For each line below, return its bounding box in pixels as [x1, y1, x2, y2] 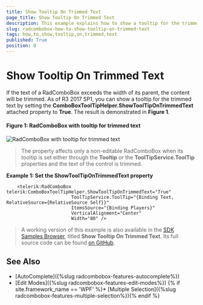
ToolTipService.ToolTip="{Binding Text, [71, 195, 174, 201]
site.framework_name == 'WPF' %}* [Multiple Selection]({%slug [14, 286, 176, 293]
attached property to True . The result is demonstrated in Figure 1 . [6, 108, 170, 115]
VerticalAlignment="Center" [71, 210, 142, 216]
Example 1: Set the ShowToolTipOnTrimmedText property [6, 172, 153, 179]
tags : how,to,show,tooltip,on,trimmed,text [6, 32, 118, 38]
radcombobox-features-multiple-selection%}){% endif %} [14, 292, 160, 299]
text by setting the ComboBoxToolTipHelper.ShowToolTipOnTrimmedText [6, 101, 194, 109]
